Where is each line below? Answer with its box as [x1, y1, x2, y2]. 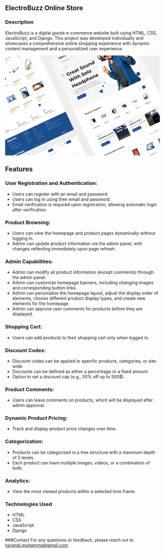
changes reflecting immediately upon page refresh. [12, 246, 116, 251]
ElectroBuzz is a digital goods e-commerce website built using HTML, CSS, [5, 30, 157, 36]
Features [5, 165, 33, 174]
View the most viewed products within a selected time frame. [12, 489, 136, 494]
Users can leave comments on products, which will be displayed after [12, 397, 153, 403]
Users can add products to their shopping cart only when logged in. [12, 335, 150, 340]
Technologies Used [5, 501, 53, 507]
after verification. [12, 207, 47, 213]
